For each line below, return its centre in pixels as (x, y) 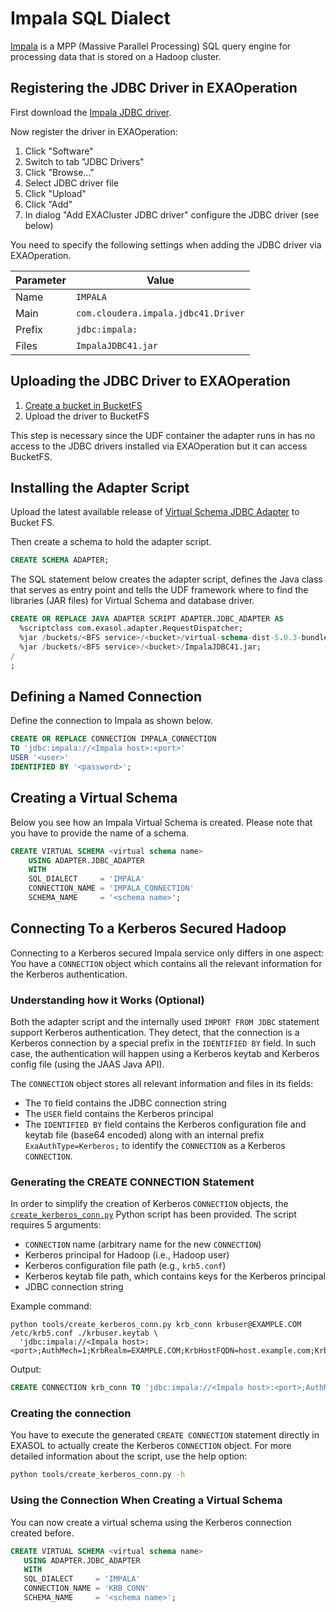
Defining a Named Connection (106, 696)
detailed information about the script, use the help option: (129, 1456)
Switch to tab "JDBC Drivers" (84, 161)
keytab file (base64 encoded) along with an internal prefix (144, 1134)
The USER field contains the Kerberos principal (119, 1113)
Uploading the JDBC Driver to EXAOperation (150, 381)
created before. (42, 1533)
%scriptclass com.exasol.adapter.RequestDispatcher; (131, 628)
